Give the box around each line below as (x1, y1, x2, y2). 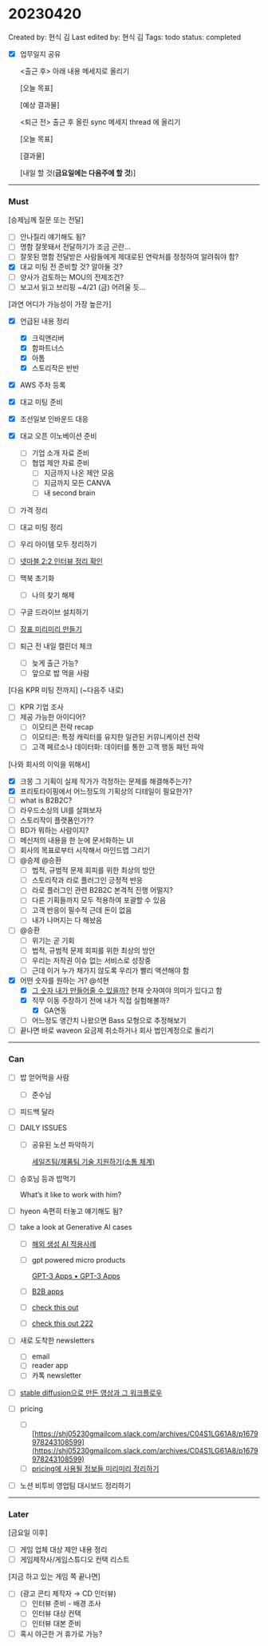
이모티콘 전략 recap (31, 722, 94, 732)
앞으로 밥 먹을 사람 (31, 668, 90, 678)
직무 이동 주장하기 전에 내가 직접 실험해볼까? (31, 995, 170, 1005)
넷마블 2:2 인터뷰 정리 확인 (19, 556, 104, 565)
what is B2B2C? (19, 795, 73, 805)
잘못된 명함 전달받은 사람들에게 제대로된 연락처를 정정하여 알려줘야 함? (19, 252, 239, 262)
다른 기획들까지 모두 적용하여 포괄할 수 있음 (31, 895, 166, 905)
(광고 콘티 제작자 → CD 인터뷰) (19, 1588, 117, 1598)
